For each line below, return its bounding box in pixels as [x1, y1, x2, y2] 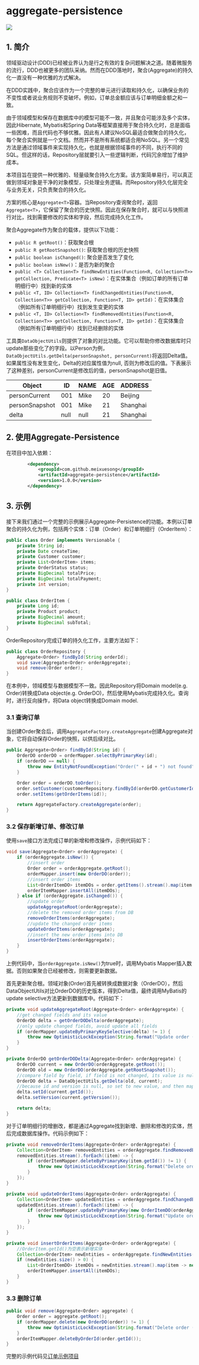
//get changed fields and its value [17, 1012, 108, 1018]
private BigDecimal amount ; [17, 614, 86, 620]
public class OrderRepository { [6, 649, 86, 655]
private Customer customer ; [17, 554, 86, 560]
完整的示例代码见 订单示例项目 [6, 1353, 79, 1360]
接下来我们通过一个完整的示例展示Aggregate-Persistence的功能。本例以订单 [6, 518, 193, 525]
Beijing [120, 391, 140, 399]
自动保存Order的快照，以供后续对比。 [26, 735, 119, 742]
